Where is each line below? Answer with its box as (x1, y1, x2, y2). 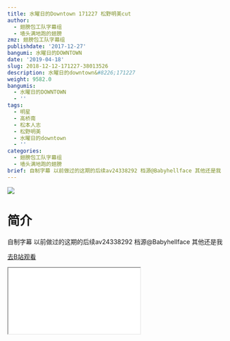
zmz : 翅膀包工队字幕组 (7, 37, 65, 44)
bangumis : (7, 82, 37, 89)
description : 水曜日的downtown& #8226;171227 (7, 69, 136, 76)
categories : (7, 148, 42, 155)
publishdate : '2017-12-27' (7, 43, 87, 50)
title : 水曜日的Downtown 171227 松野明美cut (7, 10, 132, 18)
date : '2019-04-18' (7, 56, 65, 63)
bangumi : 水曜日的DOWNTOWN (7, 50, 82, 57)
